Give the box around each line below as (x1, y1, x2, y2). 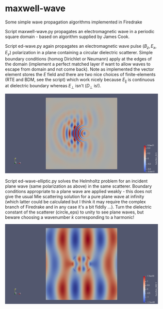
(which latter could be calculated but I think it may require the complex (5, 199, 146, 205)
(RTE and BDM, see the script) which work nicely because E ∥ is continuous (5, 77, 155, 83)
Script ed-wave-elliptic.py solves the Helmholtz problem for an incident (5, 178, 148, 184)
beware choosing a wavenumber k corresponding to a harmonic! (5, 214, 134, 220)
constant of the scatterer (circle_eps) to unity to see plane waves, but (5, 209, 144, 215)
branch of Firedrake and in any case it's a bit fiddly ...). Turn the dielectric (5, 204, 152, 210)
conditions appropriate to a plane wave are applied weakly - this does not (5, 189, 152, 194)
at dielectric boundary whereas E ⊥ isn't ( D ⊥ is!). (5, 83, 101, 90)
